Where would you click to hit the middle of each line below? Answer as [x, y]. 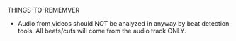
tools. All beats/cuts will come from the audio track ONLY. [102, 31]
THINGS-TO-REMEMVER [44, 10]
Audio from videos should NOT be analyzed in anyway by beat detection [123, 23]
